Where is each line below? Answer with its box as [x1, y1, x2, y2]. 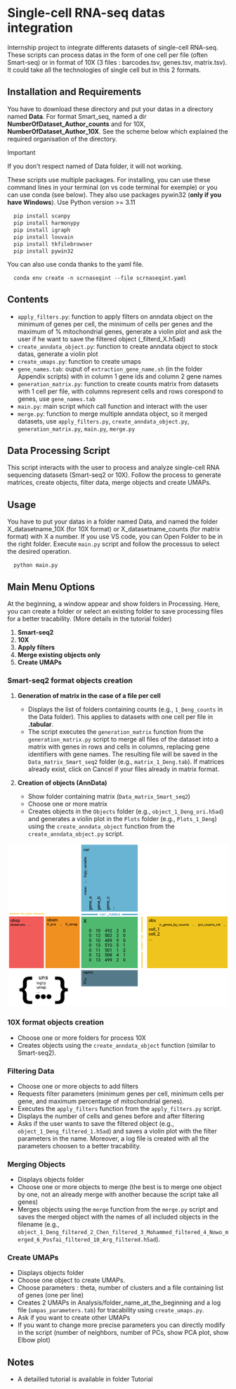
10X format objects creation [7, 1017, 104, 1027]
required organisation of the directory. [7, 134, 117, 143]
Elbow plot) [17, 1336, 51, 1345]
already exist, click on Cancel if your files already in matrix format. [27, 765, 220, 773]
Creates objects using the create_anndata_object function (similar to [17, 1041, 216, 1049]
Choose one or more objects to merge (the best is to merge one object [17, 1183, 223, 1191]
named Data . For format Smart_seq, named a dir [7, 112, 147, 120]
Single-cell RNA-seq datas [7, 5, 166, 21]
